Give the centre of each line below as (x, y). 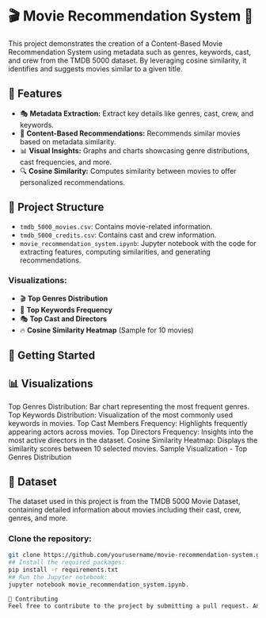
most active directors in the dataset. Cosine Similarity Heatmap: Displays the (133, 440)
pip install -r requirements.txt (63, 570)
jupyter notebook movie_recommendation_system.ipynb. (99, 585)
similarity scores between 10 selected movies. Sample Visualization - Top (128, 449)
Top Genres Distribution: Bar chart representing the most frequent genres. (129, 407)
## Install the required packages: (67, 562)
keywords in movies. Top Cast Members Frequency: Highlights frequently (128, 424)
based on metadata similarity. (68, 141)
